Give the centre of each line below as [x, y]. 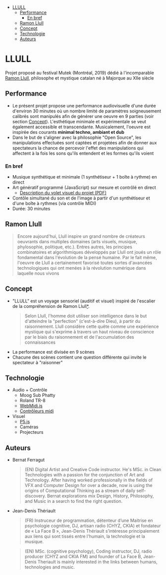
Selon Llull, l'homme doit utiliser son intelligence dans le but [86, 316]
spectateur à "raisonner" [37, 362]
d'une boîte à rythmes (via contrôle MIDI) [54, 203]
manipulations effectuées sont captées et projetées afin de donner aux [84, 143]
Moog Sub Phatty [37, 395]
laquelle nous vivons [38, 273]
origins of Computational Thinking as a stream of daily [80, 491]
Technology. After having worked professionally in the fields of [88, 480]
